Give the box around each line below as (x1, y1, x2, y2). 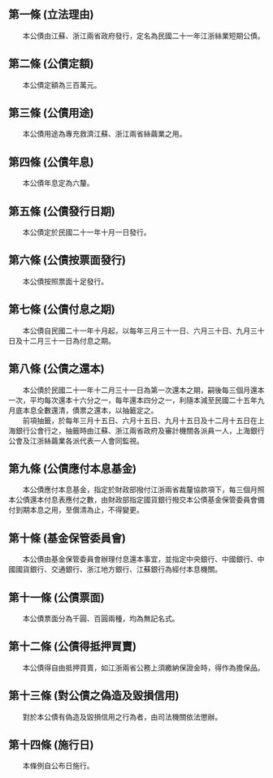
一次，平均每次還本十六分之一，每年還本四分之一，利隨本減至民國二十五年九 (8, 395, 265, 404)
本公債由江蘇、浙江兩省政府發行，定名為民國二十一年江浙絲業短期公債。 (22, 31, 265, 41)
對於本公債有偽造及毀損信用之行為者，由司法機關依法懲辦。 (22, 711, 222, 721)
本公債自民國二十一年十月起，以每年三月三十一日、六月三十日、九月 (22, 326, 250, 335)
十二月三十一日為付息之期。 (22, 335, 115, 345)
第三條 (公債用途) (8, 106, 94, 120)
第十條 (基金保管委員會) (8, 531, 126, 545)
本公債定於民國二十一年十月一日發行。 (22, 227, 151, 237)
